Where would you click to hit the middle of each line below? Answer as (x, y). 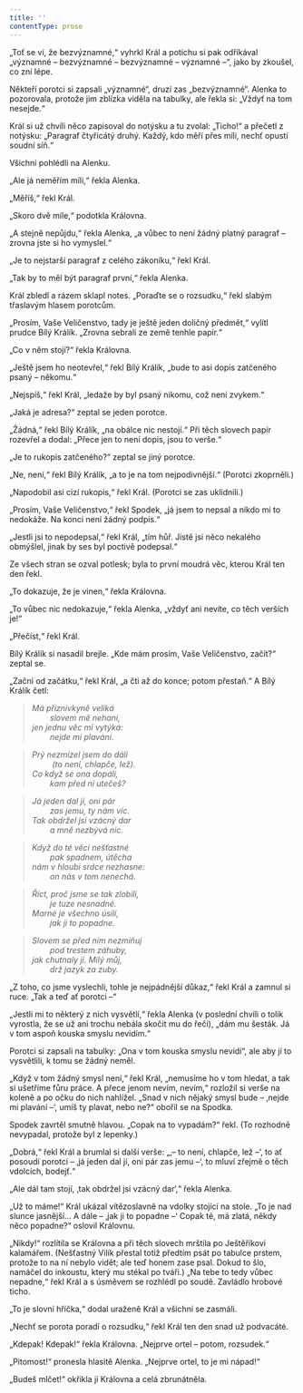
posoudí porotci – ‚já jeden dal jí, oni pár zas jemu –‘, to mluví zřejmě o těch (149, 1161)
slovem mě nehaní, (85, 717)
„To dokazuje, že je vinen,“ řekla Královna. (88, 591)
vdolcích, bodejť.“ (43, 1171)
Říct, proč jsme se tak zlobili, (85, 893)
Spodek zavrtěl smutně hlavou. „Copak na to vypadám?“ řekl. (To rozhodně (150, 1125)
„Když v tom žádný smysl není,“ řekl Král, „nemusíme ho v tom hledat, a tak (150, 1078)
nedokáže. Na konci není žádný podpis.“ (85, 519)
